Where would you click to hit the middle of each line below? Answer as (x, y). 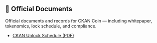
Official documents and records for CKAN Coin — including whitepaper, (79, 21)
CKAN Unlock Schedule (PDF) (43, 35)
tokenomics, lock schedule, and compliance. (51, 26)
